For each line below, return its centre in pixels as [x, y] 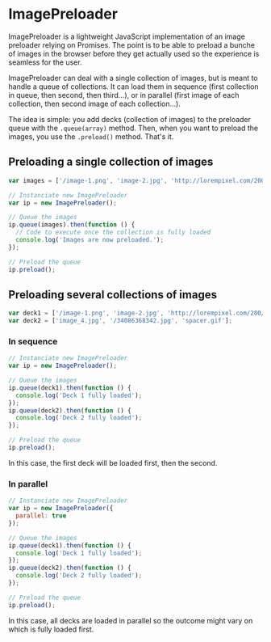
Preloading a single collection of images [111, 162]
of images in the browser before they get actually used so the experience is [134, 53]
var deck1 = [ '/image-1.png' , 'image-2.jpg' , [86, 313]
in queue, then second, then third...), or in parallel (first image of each [124, 95]
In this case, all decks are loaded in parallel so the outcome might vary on [131, 620]
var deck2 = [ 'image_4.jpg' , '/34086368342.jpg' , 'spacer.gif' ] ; [120, 321]
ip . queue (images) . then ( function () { [72, 225]
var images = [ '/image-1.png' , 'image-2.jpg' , [88, 180]
